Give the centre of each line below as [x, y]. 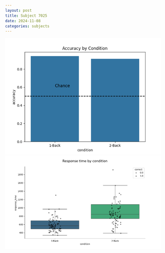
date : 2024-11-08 [23, 21]
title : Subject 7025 [26, 16]
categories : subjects [27, 26]
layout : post [19, 10]
